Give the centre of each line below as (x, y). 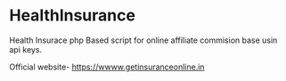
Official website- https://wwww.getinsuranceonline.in (107, 67)
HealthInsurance (73, 16)
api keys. (26, 49)
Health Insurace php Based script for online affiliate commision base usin (143, 40)
